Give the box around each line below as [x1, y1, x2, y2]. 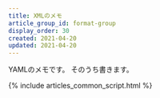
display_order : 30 [8, 27, 70, 35]
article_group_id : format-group [8, 19, 116, 27]
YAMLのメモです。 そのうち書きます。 [8, 65, 134, 75]
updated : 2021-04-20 [8, 42, 78, 50]
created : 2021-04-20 [8, 34, 78, 43]
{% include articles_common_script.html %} [8, 81, 153, 91]
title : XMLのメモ [8, 11, 62, 20]
